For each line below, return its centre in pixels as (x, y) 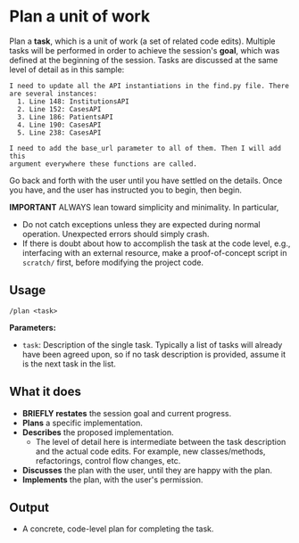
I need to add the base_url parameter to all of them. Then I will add (145, 148)
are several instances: (54, 94)
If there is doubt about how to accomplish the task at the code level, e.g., (156, 243)
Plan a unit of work (79, 16)
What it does (46, 392)
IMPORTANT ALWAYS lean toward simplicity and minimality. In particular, (144, 207)
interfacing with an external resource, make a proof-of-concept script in (154, 252)
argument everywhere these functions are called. (104, 164)
